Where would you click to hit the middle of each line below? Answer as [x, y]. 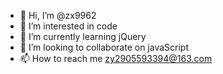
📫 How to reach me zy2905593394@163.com [116, 58]
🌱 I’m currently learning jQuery [83, 36]
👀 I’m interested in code [68, 26]
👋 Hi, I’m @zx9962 [58, 15]
